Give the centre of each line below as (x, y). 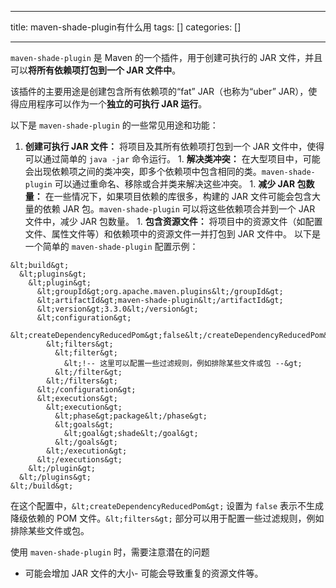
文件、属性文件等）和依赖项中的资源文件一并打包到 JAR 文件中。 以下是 (172, 234)
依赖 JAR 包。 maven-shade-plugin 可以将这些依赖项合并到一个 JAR (179, 209)
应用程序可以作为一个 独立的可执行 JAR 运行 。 (113, 104)
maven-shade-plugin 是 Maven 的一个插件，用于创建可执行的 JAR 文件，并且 (166, 57)
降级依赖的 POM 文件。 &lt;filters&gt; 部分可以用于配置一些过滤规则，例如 (167, 518)
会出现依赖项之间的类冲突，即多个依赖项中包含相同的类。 (143, 171)
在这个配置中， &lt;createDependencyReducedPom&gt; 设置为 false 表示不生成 (167, 505)
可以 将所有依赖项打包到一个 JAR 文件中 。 (96, 70)
